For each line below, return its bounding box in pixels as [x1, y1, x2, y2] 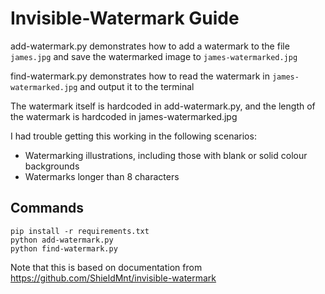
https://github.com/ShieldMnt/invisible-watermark [10, 272, 217, 284]
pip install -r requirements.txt [10, 226, 150, 236]
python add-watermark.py [10, 235, 114, 245]
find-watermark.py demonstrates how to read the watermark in [10, 70, 270, 82]
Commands [10, 200, 85, 217]
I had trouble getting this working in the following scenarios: [10, 130, 257, 142]
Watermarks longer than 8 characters [24, 170, 180, 182]
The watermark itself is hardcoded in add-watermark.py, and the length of [10, 100, 316, 112]
